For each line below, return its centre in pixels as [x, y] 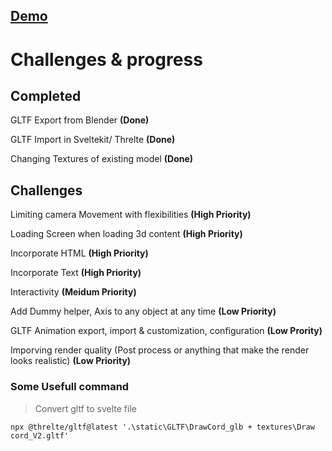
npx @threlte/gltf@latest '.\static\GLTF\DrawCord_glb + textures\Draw [162, 427]
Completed [46, 95]
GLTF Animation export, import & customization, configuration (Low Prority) [166, 331]
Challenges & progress [106, 59]
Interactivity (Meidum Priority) [73, 292]
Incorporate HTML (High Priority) [79, 253]
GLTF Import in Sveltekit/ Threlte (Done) [93, 140]
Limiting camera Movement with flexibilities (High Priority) [131, 215]
